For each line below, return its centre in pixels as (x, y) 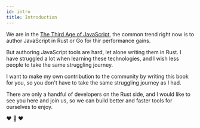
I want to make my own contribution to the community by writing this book (98, 76)
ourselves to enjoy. (30, 107)
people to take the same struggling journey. (60, 65)
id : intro (19, 12)
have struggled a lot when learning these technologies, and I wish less (93, 58)
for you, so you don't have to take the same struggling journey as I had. (94, 82)
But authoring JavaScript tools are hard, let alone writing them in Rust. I (94, 52)
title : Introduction (32, 17)
